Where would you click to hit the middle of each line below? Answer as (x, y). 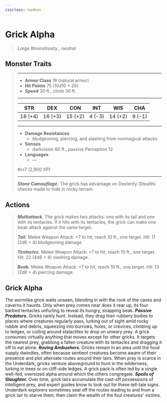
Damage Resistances (47, 134)
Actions (17, 205)
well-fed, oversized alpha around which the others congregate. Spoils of (80, 374)
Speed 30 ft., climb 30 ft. (50, 91)
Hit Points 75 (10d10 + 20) (51, 86)
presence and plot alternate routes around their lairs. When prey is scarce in (83, 358)
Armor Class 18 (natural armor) (57, 81)
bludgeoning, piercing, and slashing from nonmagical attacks (95, 139)
